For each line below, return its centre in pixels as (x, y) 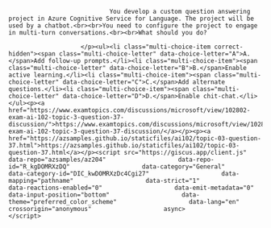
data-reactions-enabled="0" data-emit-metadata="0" (131, 188)
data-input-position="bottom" (59, 195)
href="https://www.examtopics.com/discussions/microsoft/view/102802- (129, 110)
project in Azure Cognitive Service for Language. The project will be (131, 19)
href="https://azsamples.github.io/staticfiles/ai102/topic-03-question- (135, 139)
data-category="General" (183, 167)
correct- (229, 47)
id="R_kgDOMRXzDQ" (39, 167)
